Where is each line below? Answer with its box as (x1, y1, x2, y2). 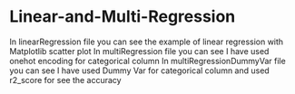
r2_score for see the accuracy (9, 74, 122, 85)
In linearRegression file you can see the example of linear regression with (9, 36, 284, 47)
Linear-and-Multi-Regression (9, 6, 236, 27)
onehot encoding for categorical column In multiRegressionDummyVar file (9, 55, 286, 66)
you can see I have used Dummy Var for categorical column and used (9, 65, 270, 76)
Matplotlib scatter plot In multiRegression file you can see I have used (9, 45, 270, 56)
